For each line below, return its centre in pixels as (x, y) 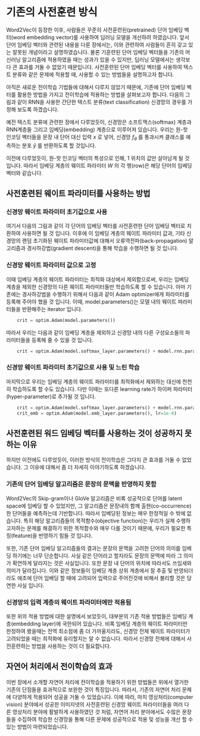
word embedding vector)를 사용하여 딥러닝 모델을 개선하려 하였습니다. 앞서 (101, 37)
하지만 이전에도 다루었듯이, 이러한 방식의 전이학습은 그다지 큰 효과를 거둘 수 (93, 460)
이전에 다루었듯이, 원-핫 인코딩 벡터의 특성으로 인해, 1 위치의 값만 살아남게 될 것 (98, 158)
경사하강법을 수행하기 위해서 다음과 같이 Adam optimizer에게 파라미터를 (106, 294)
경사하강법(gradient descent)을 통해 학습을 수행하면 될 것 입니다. (102, 248)
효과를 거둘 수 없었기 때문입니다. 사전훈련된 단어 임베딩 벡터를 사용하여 (101, 67)
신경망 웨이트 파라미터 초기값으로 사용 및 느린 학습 (73, 368)
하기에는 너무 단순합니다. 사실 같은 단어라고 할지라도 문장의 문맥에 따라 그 (97, 555)
